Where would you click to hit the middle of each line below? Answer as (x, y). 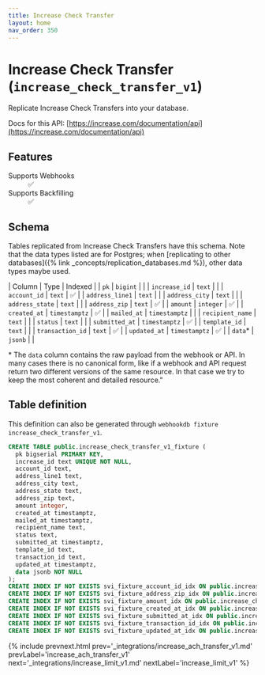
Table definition (48, 405)
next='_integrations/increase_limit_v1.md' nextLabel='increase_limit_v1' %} (129, 662)
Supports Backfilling (41, 193)
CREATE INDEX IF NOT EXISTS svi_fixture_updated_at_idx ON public (119, 631)
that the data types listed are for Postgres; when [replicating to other (119, 254)
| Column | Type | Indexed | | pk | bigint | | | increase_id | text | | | (116, 286)
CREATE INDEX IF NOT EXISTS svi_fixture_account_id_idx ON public (119, 586)
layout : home (30, 23)
